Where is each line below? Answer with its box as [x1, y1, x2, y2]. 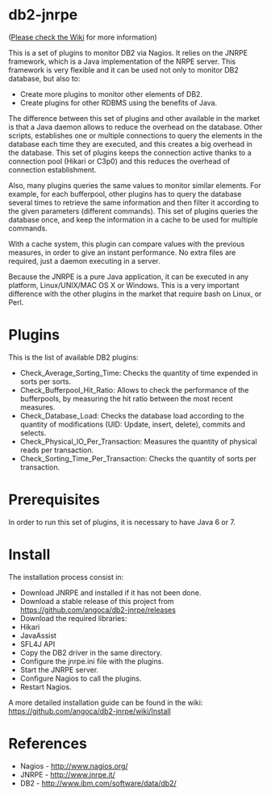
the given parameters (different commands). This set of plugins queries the [8, 206, 258, 215]
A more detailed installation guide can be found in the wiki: [8, 698, 203, 707]
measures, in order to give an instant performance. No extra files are [8, 248, 236, 257]
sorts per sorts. [19, 377, 71, 386]
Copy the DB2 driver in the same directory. [19, 648, 163, 657]
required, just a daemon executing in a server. [8, 256, 161, 265]
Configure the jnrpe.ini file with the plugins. [19, 656, 164, 666]
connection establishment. [8, 165, 97, 174]
